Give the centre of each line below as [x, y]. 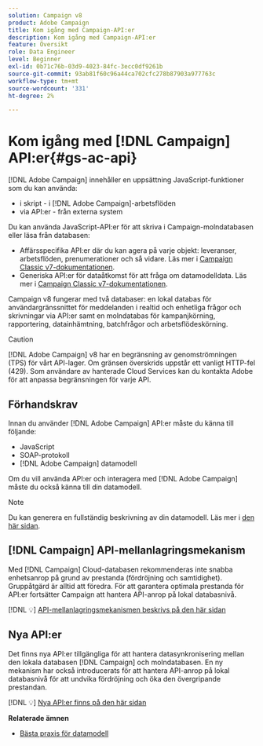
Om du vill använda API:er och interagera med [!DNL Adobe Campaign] [123, 479]
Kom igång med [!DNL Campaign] [119, 141]
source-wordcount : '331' [49, 88]
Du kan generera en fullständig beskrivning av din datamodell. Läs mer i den [131, 517]
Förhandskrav [43, 404]
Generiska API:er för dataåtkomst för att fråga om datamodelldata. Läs [133, 276]
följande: [22, 432]
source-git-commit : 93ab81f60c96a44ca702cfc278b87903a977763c [112, 74]
